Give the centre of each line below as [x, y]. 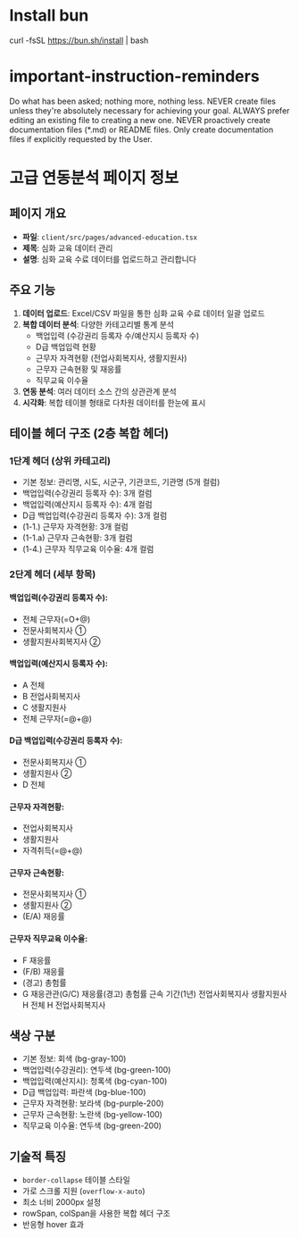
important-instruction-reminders [135, 76]
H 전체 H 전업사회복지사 [64, 1005]
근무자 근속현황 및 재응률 [79, 369]
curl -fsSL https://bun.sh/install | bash [79, 40]
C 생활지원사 [44, 707]
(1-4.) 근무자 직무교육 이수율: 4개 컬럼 [88, 549]
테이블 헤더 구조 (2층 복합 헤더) [89, 434]
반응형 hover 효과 [53, 1225]
